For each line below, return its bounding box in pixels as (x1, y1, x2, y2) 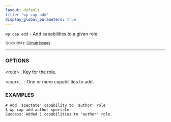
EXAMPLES (5, 91, 34, 98)
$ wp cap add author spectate (5, 107, 70, 112)
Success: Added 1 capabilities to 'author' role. (5, 111, 113, 117)
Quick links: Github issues (5, 41, 51, 46)
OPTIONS (5, 57, 30, 64)
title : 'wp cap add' (5, 12, 49, 17)
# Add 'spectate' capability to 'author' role (5, 103, 106, 108)
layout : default (5, 7, 40, 13)
